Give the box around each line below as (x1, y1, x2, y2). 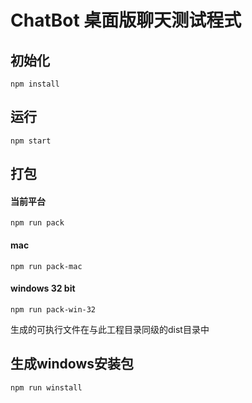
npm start (10, 136, 52, 146)
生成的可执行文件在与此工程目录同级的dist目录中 (10, 323, 210, 335)
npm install (10, 79, 60, 89)
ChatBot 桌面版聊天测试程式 (10, 9, 242, 32)
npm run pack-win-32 (10, 304, 97, 315)
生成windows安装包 (10, 356, 135, 373)
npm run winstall (10, 382, 83, 393)
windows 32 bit (10, 282, 76, 295)
